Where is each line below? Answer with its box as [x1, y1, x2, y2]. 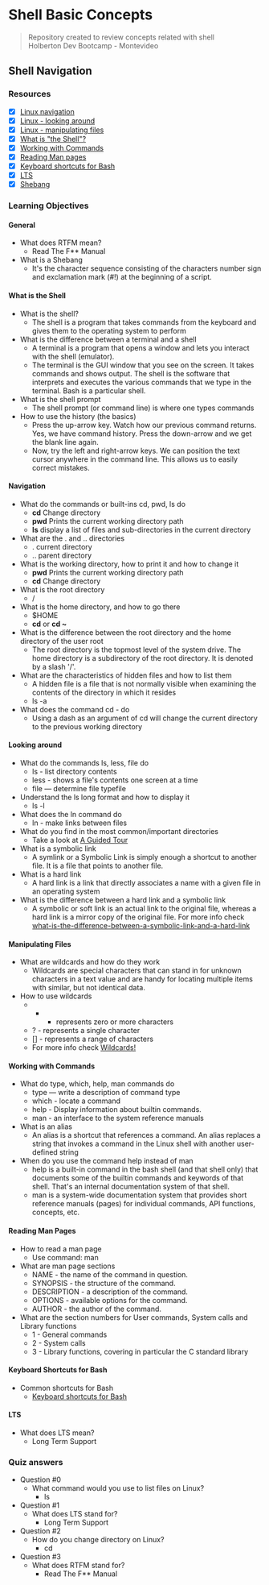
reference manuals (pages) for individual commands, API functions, [31, 1199, 255, 1209]
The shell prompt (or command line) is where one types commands [31, 403, 255, 413]
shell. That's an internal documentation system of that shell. [31, 1182, 230, 1192]
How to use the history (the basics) [19, 411, 137, 421]
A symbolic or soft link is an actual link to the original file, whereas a [31, 903, 257, 913]
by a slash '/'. [31, 662, 76, 671]
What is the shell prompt [19, 394, 101, 404]
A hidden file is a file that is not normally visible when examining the [31, 678, 257, 688]
